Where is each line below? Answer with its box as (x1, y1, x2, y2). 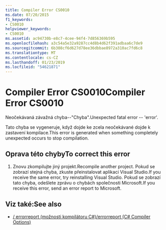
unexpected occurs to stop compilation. (5, 135, 89, 141)
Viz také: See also (5, 200, 62, 209)
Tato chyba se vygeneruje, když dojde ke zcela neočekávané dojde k (5, 124, 151, 130)
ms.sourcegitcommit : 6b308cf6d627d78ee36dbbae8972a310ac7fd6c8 (5, 45, 143, 51)
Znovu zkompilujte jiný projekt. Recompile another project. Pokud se (12, 163, 155, 169)
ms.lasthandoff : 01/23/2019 (5, 60, 65, 65)
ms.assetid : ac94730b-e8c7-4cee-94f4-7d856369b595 (5, 36, 115, 41)
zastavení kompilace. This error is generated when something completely (5, 130, 158, 136)
